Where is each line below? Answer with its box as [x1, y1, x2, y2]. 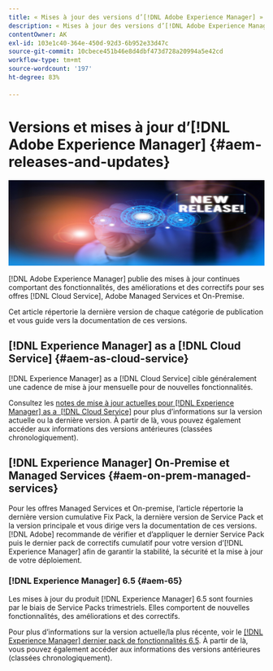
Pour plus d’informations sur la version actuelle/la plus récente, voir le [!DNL [8, 627, 264, 637]
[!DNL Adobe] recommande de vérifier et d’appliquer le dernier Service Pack [8, 529, 265, 539]
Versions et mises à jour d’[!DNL [8, 118, 230, 136]
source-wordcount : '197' [8, 65, 93, 73]
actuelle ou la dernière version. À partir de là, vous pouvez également [8, 415, 241, 425]
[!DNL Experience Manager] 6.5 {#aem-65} [8, 575, 183, 586]
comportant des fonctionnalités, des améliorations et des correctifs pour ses [8, 282, 265, 292]
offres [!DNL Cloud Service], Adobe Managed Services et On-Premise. [8, 291, 245, 300]
